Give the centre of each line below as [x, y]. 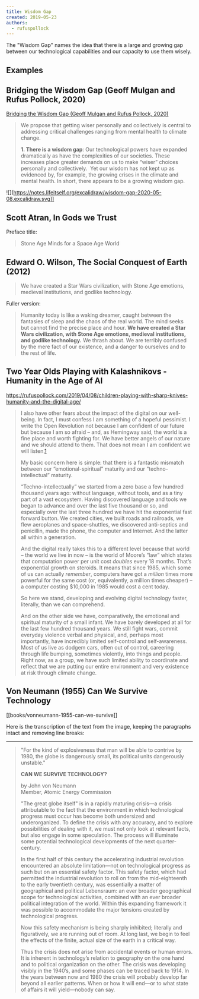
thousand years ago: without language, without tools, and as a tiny [102, 493]
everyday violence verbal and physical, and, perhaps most [92, 635]
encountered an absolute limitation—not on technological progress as [105, 865]
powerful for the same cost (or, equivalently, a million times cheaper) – [106, 580]
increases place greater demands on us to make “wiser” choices [99, 162]
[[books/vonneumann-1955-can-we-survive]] [62, 715]
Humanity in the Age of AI [54, 381]
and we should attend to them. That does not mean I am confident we [105, 445]
